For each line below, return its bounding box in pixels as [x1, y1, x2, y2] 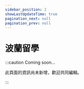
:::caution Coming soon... [5, 59, 55, 66]
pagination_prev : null [5, 20, 51, 26]
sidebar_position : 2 [5, 7, 47, 12]
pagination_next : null [5, 16, 51, 21]
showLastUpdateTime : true [5, 12, 57, 17]
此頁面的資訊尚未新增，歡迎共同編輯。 [5, 70, 82, 75]
